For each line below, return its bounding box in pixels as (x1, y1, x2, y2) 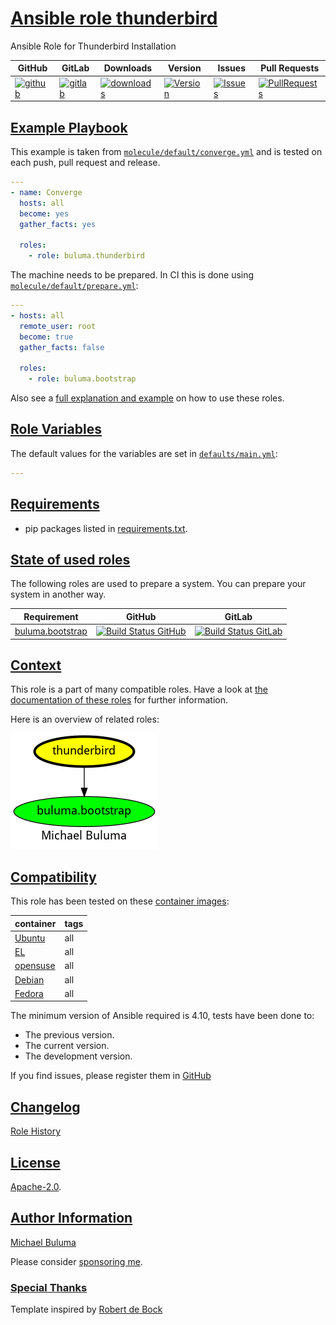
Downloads (103, 62, 153, 74)
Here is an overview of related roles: (10, 713, 160, 726)
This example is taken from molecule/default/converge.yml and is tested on (10, 146, 323, 157)
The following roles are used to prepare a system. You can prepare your (10, 578, 307, 590)
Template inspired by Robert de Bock (10, 1303, 163, 1316)
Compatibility (10, 868, 97, 886)
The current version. (24, 1040, 110, 1052)
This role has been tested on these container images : (10, 895, 230, 907)
